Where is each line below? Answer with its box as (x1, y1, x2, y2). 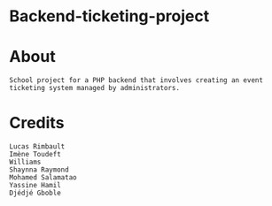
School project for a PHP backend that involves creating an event (9, 76, 264, 85)
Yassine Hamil (9, 181, 62, 190)
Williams (9, 157, 42, 167)
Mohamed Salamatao (9, 173, 77, 182)
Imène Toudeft (9, 150, 62, 159)
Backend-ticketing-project (9, 6, 210, 27)
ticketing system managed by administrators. (9, 84, 180, 93)
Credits (9, 113, 65, 134)
